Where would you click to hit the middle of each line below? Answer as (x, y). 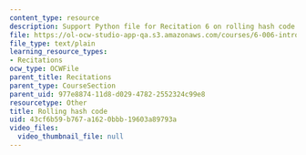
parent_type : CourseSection (63, 86)
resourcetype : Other (49, 103)
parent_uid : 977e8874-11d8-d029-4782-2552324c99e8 (107, 94)
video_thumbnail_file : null (71, 137)
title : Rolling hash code (58, 111)
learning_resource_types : (58, 52)
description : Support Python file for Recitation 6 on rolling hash (142, 26)
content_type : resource (55, 18)
